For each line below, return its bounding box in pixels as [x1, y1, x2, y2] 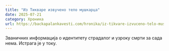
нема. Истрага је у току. [5, 40, 57, 46]
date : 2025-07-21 [5, 12, 42, 17]
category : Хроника [5, 16, 44, 21]
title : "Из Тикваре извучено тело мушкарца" [5, 7, 100, 12]
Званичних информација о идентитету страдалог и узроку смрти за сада [5, 35, 162, 41]
